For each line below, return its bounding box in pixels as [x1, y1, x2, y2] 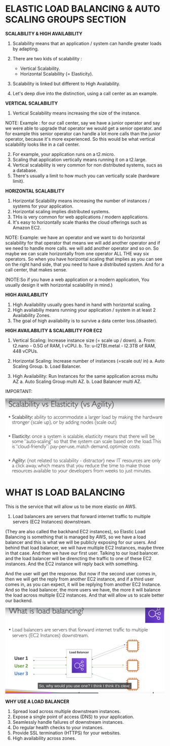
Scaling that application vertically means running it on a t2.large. [12, 156, 147, 163]
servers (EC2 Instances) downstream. [12, 519, 92, 525]
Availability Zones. [12, 312, 51, 318]
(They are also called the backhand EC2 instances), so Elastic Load [5, 528, 146, 534]
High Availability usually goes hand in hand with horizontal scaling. [12, 301, 152, 307]
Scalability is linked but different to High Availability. [12, 81, 120, 87]
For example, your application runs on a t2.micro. [12, 151, 115, 157]
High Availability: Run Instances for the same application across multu [12, 373, 158, 379]
